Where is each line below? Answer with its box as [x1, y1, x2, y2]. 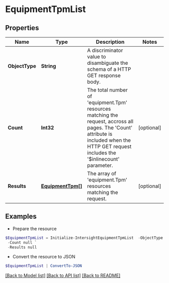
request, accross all [87, 118, 133, 125]
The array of [87, 170, 117, 177]
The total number [87, 86, 128, 93]
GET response [87, 72, 121, 79]
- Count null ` [7, 240, 37, 245]
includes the [87, 149, 117, 156]
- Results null [7, 245, 37, 250]
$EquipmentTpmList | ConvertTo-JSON [5, 263, 82, 268]
